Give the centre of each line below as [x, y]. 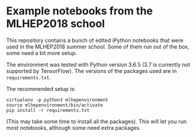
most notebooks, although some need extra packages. [73, 127]
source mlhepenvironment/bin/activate [55, 105]
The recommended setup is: [41, 89]
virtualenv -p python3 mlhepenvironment [58, 100]
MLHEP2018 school [55, 24]
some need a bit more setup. [42, 53]
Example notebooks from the [80, 11]
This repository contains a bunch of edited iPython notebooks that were [95, 40]
